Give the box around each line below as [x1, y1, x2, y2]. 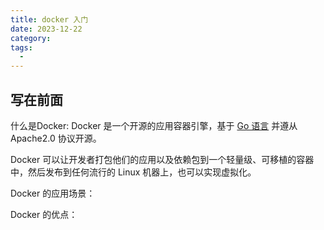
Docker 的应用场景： [10, 187, 96, 199]
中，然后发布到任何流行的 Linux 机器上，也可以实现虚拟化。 [10, 166, 257, 178]
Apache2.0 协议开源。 [10, 132, 102, 144]
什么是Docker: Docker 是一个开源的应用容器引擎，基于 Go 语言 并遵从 [10, 119, 298, 131]
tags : [10, 42, 33, 53]
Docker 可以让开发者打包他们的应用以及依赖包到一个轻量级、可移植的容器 [10, 153, 315, 165]
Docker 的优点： [10, 208, 78, 220]
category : [10, 33, 52, 43]
